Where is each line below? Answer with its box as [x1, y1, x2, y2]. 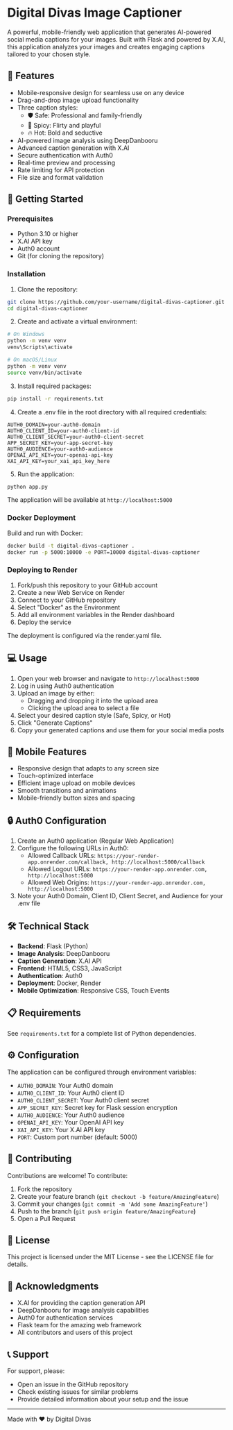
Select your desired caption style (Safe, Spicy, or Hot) [17, 711, 171, 719]
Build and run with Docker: [7, 529, 83, 537]
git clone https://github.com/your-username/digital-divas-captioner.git [7, 298, 225, 305]
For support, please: [7, 1366, 65, 1375]
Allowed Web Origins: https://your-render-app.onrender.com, [27, 878, 206, 886]
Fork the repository [17, 1185, 73, 1193]
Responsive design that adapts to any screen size [17, 764, 159, 773]
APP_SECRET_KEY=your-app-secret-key [7, 439, 113, 446]
